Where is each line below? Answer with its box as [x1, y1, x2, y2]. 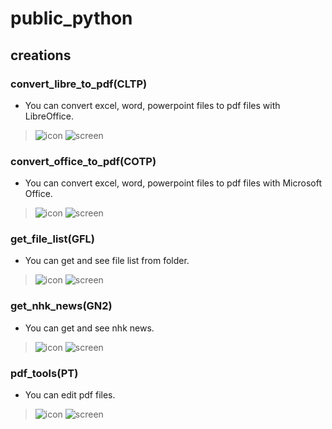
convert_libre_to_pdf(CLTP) [10, 77, 148, 91]
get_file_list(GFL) [10, 232, 95, 246]
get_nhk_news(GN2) [10, 299, 113, 313]
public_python [10, 7, 133, 30]
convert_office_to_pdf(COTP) [10, 154, 157, 168]
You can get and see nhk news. [24, 322, 155, 334]
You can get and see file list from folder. [24, 255, 190, 267]
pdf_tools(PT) [10, 366, 79, 380]
